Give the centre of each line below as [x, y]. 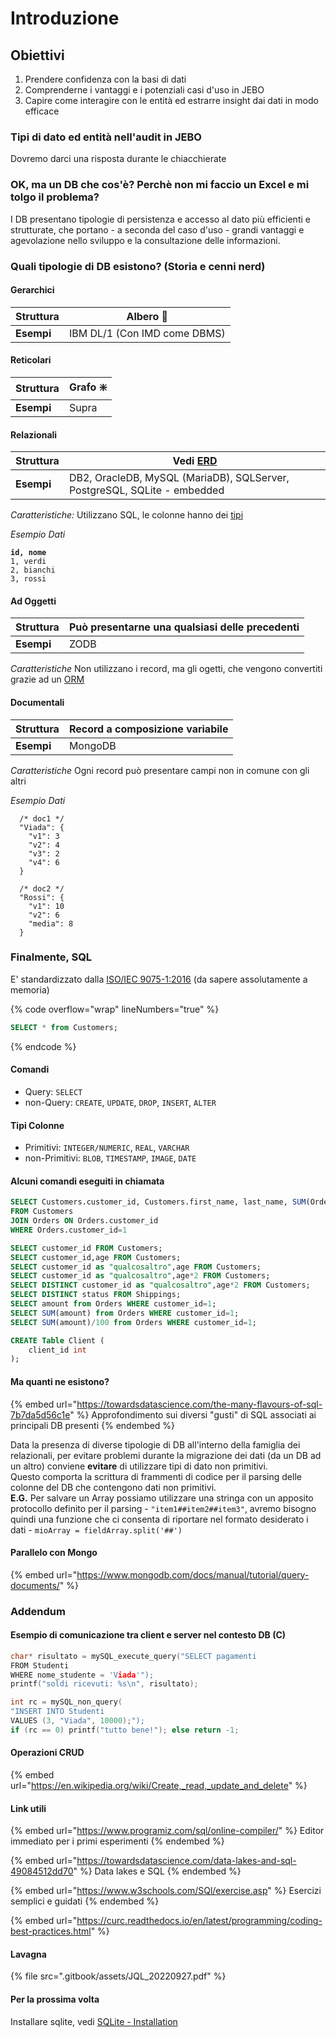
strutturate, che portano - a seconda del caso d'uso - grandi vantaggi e [157, 229]
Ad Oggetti [33, 601]
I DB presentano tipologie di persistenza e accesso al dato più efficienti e [160, 219]
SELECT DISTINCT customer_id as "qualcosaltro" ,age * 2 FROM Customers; [160, 1285]
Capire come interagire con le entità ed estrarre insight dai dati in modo [171, 100]
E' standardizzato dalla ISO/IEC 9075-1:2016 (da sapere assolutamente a [159, 979]
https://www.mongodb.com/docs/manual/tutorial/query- [193, 1574]
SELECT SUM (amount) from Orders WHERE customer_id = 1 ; [125, 1313]
